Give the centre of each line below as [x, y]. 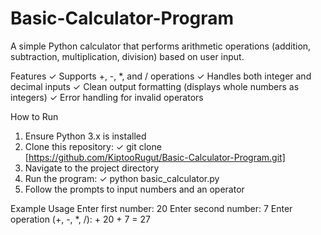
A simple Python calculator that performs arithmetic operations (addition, [161, 46]
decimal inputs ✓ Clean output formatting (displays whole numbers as [155, 86]
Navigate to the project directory [92, 168]
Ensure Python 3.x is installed [85, 136]
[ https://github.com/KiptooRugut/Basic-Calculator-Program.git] [155, 157]
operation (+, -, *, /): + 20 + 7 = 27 [81, 219]
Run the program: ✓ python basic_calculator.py [122, 178]
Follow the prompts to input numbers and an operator [134, 189]
